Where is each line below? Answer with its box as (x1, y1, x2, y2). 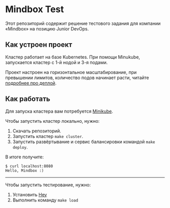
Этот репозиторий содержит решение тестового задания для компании (5, 20, 161, 26)
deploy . (12, 144, 28, 150)
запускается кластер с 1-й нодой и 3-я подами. (5, 59, 108, 65)
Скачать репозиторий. (12, 128, 62, 134)
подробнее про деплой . (5, 80, 57, 86)
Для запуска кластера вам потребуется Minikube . (5, 108, 113, 114)
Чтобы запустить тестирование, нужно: (5, 182, 91, 188)
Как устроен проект (5, 41, 72, 49)
